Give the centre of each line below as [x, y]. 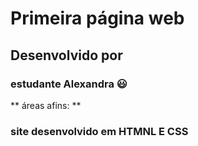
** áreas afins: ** [46, 105]
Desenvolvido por [66, 55]
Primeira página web [97, 18]
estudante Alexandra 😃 [69, 84]
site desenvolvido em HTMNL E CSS [99, 131]
